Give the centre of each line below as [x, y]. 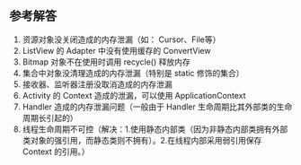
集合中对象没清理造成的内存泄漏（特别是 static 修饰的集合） [133, 73]
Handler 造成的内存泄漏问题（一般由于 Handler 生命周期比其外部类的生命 [157, 107]
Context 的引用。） [56, 152]
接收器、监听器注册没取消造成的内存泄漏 [97, 84]
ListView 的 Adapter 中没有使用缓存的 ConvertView [116, 50]
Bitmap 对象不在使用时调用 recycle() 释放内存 [106, 62]
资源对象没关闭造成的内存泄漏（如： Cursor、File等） [121, 39]
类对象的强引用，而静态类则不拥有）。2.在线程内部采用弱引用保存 [142, 140]
